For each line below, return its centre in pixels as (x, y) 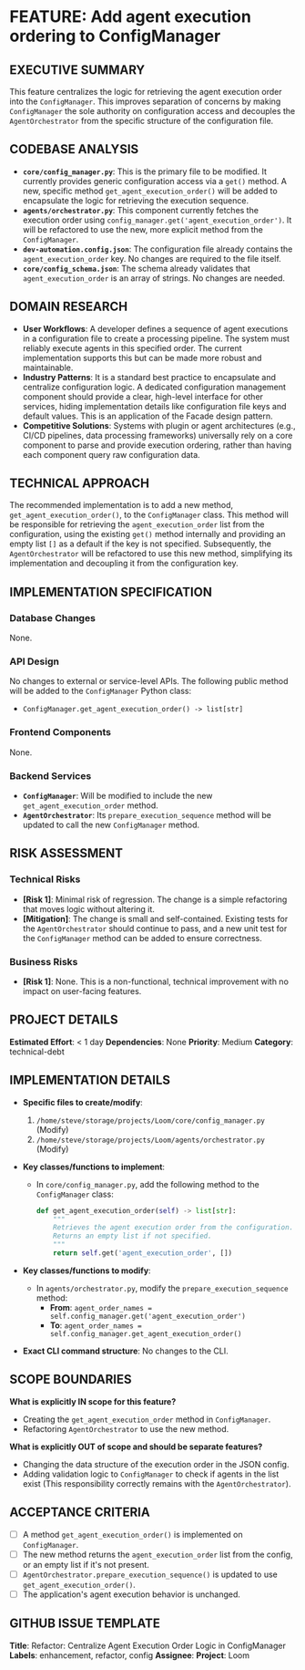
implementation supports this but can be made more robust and (142, 358)
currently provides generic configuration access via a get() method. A (154, 181)
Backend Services (51, 775)
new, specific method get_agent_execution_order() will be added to (150, 191)
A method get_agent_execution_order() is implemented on (132, 1534)
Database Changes (52, 617)
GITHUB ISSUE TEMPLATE (85, 1624)
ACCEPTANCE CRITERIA (80, 1513)
